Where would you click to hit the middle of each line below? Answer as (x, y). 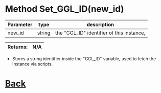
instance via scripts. (32, 64)
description (100, 24)
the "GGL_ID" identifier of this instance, (100, 33)
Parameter (20, 24)
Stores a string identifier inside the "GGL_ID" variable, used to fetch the (84, 58)
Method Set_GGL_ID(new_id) (65, 9)
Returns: (18, 46)
